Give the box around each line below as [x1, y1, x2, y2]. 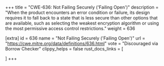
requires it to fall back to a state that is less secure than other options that [5, 15, 158, 20]
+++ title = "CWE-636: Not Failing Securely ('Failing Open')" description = [5, 4, 159, 10]
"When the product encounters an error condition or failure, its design [5, 9, 150, 15]
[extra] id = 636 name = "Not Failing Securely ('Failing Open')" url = [5, 35, 145, 41]
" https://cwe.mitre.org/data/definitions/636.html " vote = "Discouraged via [5, 40, 158, 46]
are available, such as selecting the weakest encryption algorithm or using [5, 20, 159, 26]
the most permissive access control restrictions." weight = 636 [5, 25, 135, 31]
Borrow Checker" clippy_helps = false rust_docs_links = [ [5, 46, 123, 51]
